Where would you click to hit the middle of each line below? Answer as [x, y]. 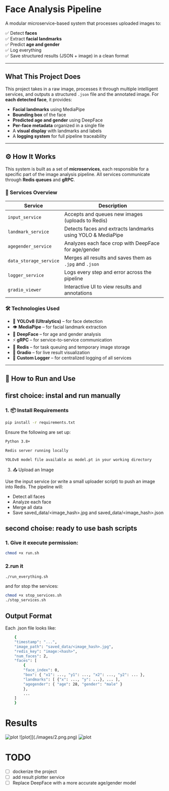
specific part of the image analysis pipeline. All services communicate [78, 174]
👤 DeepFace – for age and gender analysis [57, 334]
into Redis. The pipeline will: [34, 487]
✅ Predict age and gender [32, 44]
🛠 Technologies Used [32, 308]
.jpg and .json [82, 264]
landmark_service [28, 232]
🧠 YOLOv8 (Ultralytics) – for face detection [58, 321]
